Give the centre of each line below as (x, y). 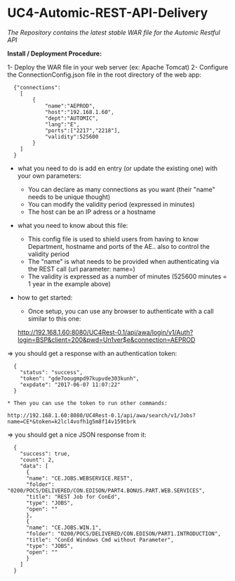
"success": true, (45, 454)
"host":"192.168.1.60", (79, 112)
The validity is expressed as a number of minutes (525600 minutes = (127, 276)
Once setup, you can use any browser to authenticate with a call (121, 311)
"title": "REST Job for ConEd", (73, 497)
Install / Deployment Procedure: (55, 53)
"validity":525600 (72, 136)
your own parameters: (49, 175)
